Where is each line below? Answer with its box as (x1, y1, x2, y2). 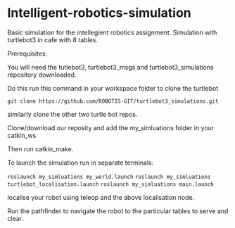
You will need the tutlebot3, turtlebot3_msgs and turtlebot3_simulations (7, 63, 214, 71)
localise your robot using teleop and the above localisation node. (7, 193, 195, 201)
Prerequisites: (7, 49, 48, 58)
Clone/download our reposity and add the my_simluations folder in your (7, 123, 215, 132)
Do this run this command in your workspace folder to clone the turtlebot (7, 84, 219, 92)
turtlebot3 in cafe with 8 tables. (7, 35, 99, 44)
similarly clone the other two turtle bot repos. (7, 110, 138, 118)
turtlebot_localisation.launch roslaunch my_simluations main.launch (7, 181, 215, 188)
